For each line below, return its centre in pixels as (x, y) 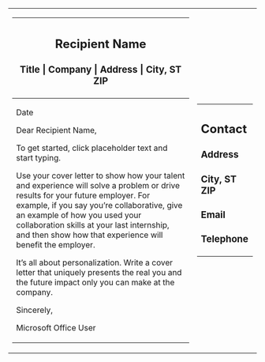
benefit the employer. (56, 244)
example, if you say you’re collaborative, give (99, 205)
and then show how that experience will (90, 235)
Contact (224, 129)
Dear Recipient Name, (56, 130)
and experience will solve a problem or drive (98, 185)
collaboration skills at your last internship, (93, 224)
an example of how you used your (79, 215)
